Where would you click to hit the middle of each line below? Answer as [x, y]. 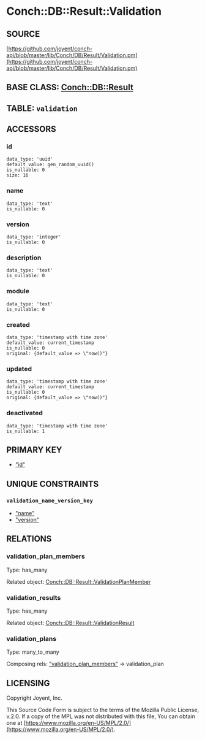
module [18, 291]
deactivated [24, 413]
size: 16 [17, 175]
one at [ [16, 723]
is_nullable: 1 [26, 431]
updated [19, 369]
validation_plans [32, 638]
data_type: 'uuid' [30, 159]
